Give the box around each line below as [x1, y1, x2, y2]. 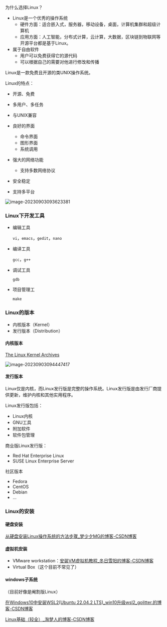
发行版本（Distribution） [12, 328, 63, 334]
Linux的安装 [5, 508, 35, 515]
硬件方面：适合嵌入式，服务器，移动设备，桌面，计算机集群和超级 [20, 22, 156, 27]
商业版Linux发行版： [5, 443, 48, 448]
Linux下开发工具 [5, 212, 45, 219]
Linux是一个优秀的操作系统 [12, 15, 68, 21]
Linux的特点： [5, 80, 34, 86]
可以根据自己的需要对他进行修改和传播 [20, 59, 99, 65]
